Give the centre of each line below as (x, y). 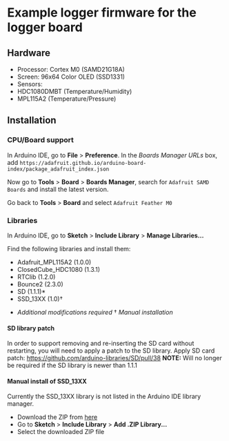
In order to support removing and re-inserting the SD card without (101, 344)
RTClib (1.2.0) (36, 277)
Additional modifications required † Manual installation (95, 312)
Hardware (29, 53)
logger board (45, 27)
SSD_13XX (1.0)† (40, 299)
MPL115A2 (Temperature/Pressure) (67, 99)
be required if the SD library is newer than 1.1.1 (72, 365)
